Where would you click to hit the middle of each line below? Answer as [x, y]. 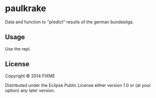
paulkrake [26, 8]
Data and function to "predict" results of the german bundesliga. [69, 22]
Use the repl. [18, 49]
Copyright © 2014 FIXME [30, 76]
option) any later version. [30, 90]
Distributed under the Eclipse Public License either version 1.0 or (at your [78, 85]
